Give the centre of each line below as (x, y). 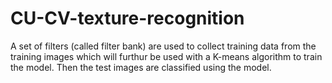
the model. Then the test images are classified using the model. (141, 67)
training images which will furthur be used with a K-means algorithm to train (166, 56)
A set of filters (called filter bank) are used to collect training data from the (163, 46)
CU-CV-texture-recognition (127, 18)
